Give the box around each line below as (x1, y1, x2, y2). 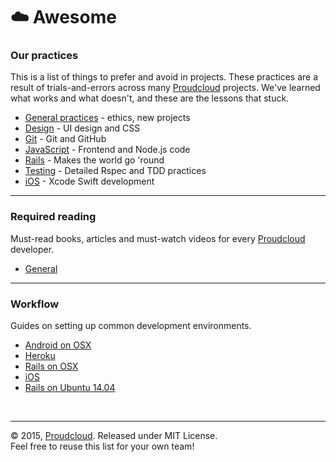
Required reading (10, 210, 97, 224)
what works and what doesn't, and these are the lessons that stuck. (10, 92, 290, 104)
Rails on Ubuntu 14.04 (24, 382, 116, 394)
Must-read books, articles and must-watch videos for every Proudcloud (10, 232, 306, 244)
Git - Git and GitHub (24, 133, 107, 145)
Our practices (10, 49, 79, 63)
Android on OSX (24, 339, 92, 351)
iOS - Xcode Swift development (24, 175, 155, 188)
